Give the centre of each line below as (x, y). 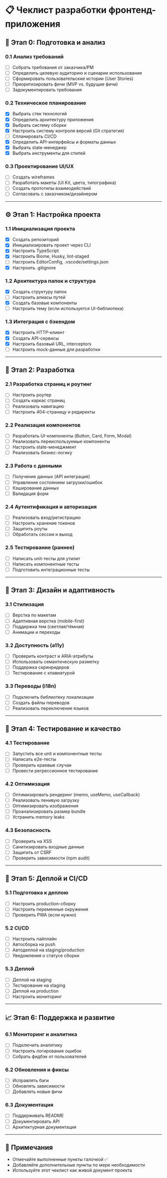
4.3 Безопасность (28, 830)
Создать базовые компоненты (44, 303)
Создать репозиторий (36, 240)
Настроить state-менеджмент (44, 447)
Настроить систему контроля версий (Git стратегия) (68, 131)
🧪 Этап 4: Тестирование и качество (63, 729)
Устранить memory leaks (38, 817)
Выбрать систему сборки (39, 125)
